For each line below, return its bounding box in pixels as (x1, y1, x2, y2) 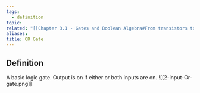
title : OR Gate (6, 36, 44, 42)
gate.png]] (6, 80, 32, 87)
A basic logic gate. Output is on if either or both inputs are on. (6, 73, 158, 81)
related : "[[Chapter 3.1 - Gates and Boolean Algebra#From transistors (6, 25, 187, 31)
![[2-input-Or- (158, 73, 192, 81)
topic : (6, 20, 23, 25)
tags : (6, 8, 20, 15)
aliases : (6, 31, 28, 37)
